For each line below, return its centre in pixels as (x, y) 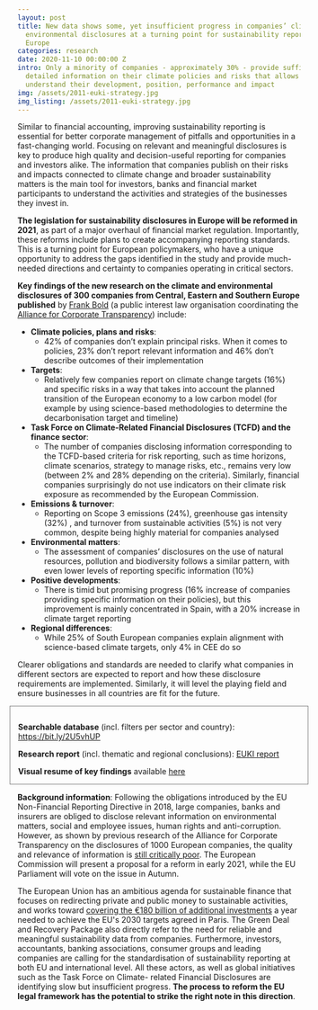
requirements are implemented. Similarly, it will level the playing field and (152, 684)
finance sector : (59, 437)
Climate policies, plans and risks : (93, 332)
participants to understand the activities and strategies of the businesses (153, 193)
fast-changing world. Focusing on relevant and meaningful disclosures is (152, 146)
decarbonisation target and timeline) (111, 418)
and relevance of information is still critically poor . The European (137, 854)
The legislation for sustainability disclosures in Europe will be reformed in (158, 220)
